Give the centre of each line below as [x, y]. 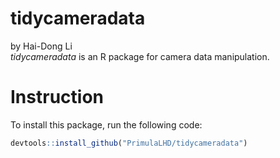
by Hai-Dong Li [41, 46]
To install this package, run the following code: [106, 124]
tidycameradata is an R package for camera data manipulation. [140, 56]
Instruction [57, 97]
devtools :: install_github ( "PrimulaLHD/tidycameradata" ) [129, 143]
